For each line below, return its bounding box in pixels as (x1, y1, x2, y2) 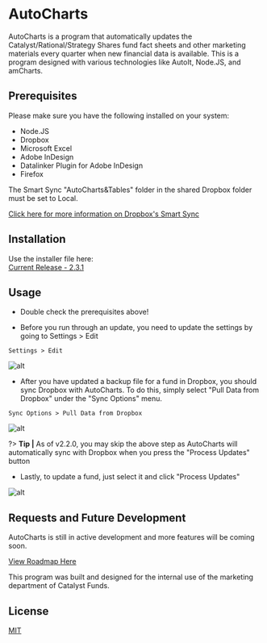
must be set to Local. (8, 193, 78, 203)
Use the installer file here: (8, 253, 94, 263)
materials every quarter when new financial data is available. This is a (8, 48, 240, 58)
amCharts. (8, 65, 43, 75)
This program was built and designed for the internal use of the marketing (8, 572, 254, 582)
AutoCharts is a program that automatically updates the (8, 31, 193, 41)
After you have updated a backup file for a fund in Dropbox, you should (19, 377, 257, 386)
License (8, 604, 49, 618)
